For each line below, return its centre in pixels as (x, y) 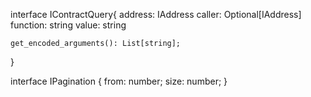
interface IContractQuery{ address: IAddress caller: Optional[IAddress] (156, 14)
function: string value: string (68, 25)
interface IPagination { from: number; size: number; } (119, 81)
